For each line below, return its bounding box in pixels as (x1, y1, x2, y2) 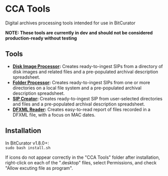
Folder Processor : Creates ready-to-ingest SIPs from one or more (12, 79, 150, 85)
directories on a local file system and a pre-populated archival (12, 85, 142, 91)
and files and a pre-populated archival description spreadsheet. (12, 101, 145, 107)
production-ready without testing (5, 35, 77, 41)
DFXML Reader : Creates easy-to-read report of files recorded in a (12, 106, 150, 112)
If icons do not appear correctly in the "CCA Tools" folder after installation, (5, 154, 160, 160)
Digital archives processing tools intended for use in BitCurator (5, 20, 136, 26)
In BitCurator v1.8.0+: (5, 140, 49, 146)
